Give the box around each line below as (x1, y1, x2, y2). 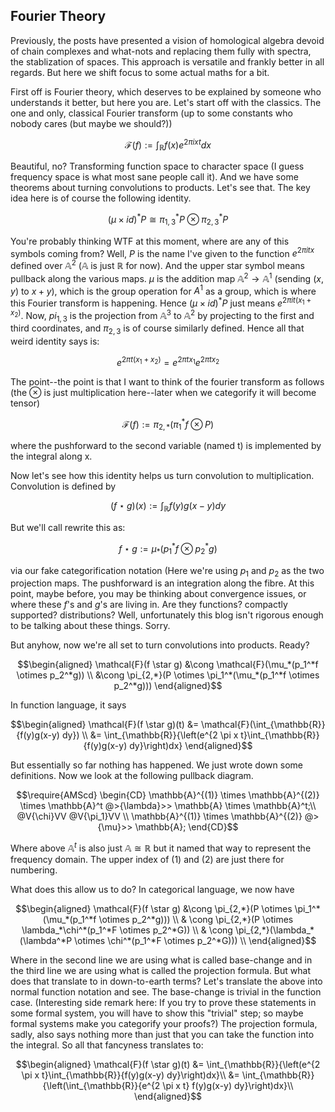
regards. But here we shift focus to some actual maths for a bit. (10, 66, 270, 78)
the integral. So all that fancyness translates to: (10, 1039, 204, 1051)
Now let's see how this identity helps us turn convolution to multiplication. (10, 470, 315, 482)
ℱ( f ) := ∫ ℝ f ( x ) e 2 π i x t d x (124, 137, 212, 153)
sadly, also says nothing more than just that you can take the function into (10, 1029, 315, 1041)
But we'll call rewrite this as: (10, 522, 126, 534)
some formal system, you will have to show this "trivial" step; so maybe (10, 1007, 304, 1019)
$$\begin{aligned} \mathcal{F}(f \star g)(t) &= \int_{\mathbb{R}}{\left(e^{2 (15, 1059, 321, 1071)
